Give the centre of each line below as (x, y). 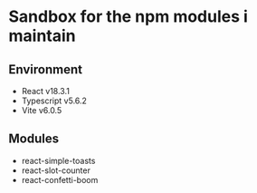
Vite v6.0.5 (42, 110)
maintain (42, 36)
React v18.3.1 (45, 91)
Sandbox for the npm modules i (128, 17)
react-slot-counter (56, 170)
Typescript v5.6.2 (54, 101)
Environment (46, 69)
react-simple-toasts (58, 160)
